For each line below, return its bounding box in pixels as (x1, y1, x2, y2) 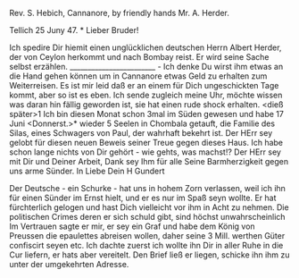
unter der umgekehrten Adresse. (9, 259, 129, 269)
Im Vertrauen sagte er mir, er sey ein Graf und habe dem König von (9, 221, 256, 232)
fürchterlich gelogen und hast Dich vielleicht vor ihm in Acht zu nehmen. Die (9, 202, 289, 213)
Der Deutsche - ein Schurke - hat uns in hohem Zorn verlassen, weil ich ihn (9, 183, 286, 193)
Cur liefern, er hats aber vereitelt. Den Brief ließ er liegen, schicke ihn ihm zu (9, 249, 290, 260)
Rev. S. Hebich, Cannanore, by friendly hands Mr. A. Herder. (9, 8, 230, 18)
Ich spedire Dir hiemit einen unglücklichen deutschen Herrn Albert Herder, (9, 42, 282, 53)
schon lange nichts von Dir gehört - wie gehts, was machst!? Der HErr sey (9, 147, 281, 157)
